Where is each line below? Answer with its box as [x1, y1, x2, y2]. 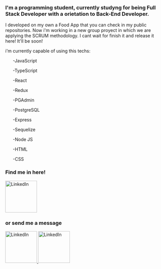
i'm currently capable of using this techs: [5, 48, 91, 54]
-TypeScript [12, 68, 37, 74]
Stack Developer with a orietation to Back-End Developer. [5, 10, 149, 17]
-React [12, 78, 27, 84]
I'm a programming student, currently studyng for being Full [5, 4, 156, 11]
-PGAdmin [12, 97, 34, 103]
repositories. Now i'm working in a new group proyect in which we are [5, 27, 151, 33]
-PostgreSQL [12, 107, 40, 113]
